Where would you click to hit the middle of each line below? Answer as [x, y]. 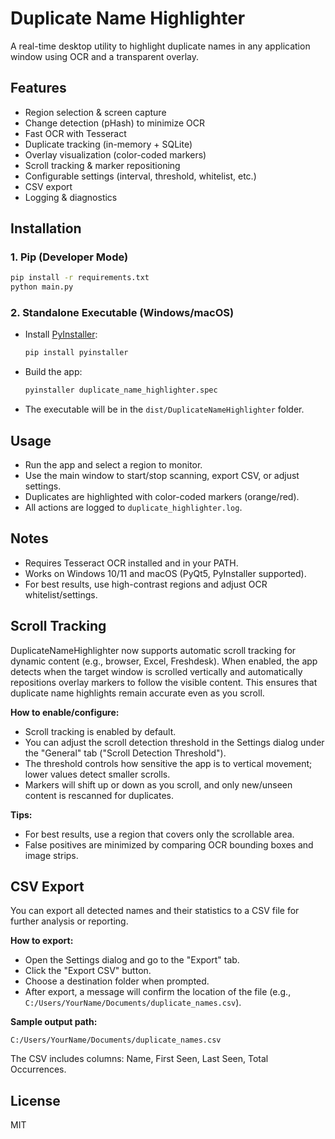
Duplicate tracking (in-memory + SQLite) [108, 144]
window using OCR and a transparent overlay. [105, 56]
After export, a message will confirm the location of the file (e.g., [158, 992]
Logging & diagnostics [71, 197]
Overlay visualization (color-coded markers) [115, 154]
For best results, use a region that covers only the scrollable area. [159, 834]
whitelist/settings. [61, 594]
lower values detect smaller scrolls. [97, 774]
